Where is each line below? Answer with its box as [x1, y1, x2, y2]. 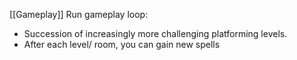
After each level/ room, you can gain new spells [23, 39, 221, 50]
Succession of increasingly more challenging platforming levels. [23, 28, 288, 39]
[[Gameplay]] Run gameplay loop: [9, 9, 149, 20]
